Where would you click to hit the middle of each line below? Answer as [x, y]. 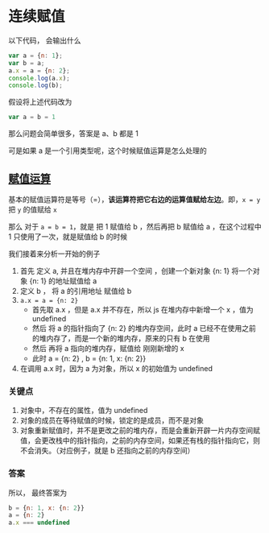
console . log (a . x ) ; [39, 78]
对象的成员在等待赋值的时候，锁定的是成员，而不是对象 [112, 420]
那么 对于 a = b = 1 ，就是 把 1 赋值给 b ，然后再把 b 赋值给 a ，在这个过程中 [135, 227]
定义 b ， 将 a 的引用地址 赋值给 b [76, 291]
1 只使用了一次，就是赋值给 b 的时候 [68, 237]
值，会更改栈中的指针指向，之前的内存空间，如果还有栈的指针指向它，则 [140, 440]
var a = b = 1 [32, 118]
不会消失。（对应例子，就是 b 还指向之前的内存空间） [107, 451]
